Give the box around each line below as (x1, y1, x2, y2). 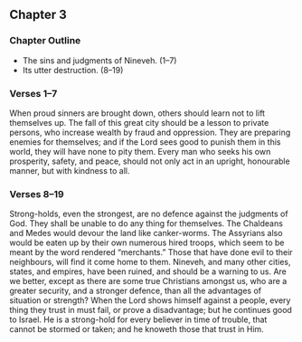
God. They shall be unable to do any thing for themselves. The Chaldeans (9, 218, 283, 229)
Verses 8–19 (9, 187, 65, 200)
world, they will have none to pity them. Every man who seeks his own (9, 146, 271, 157)
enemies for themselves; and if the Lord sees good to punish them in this (9, 136, 281, 147)
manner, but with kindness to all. (9, 165, 130, 176)
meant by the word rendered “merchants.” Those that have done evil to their (9, 247, 293, 258)
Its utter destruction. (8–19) (22, 64, 124, 75)
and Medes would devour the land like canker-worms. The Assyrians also (9, 228, 283, 239)
